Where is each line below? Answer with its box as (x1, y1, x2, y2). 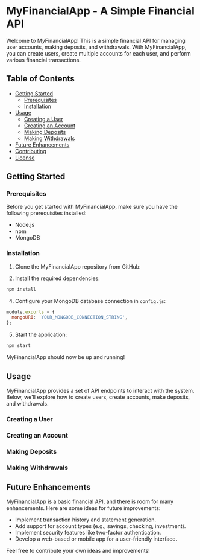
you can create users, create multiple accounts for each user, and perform (6, 49, 191, 57)
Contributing (14, 147, 46, 154)
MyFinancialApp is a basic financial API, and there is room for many (6, 498, 173, 505)
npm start (6, 343, 31, 349)
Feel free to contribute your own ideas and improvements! (6, 547, 151, 555)
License (14, 154, 35, 161)
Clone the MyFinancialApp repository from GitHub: (14, 262, 141, 270)
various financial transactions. (6, 56, 81, 63)
